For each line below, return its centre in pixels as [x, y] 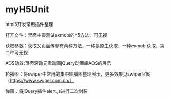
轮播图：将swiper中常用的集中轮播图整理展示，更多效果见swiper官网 [78, 74]
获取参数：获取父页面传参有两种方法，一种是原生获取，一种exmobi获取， [83, 46]
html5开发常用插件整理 [29, 24]
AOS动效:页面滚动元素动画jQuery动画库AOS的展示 [58, 63]
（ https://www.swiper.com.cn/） [40, 80]
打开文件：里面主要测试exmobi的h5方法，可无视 [56, 35]
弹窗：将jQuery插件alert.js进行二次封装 [47, 91]
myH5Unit [27, 9]
